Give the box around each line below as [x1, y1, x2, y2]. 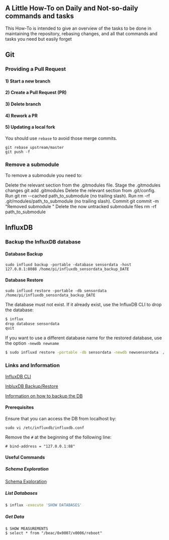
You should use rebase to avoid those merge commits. [5, 135, 117, 141]
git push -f [5, 149, 30, 154]
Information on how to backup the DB [5, 393, 83, 399]
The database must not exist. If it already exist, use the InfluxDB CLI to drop [5, 301, 162, 307]
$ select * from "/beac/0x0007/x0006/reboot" [5, 530, 102, 536]
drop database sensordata [5, 321, 59, 326]
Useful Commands [5, 455, 45, 461]
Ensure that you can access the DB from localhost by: [5, 415, 117, 421]
